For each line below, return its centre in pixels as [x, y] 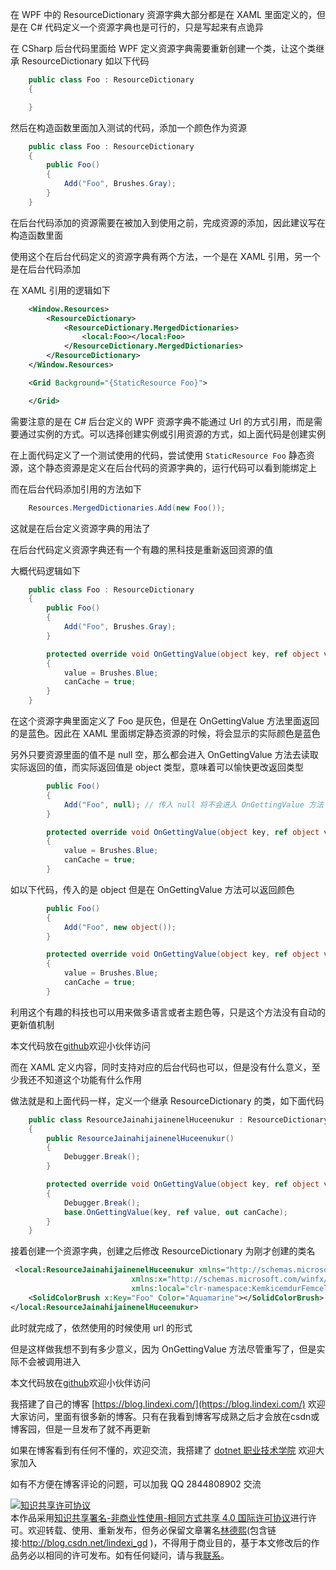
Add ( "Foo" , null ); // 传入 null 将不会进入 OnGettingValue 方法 [193, 804]
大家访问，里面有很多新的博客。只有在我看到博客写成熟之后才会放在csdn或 [165, 1416]
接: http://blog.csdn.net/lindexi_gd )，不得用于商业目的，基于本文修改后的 [161, 1542]
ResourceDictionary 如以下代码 [85, 61]
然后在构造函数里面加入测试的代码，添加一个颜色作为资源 [128, 127]
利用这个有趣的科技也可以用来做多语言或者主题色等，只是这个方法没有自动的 [168, 1012]
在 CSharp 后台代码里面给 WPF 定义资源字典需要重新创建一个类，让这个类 [163, 48]
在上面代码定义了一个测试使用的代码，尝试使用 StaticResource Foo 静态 [158, 455]
